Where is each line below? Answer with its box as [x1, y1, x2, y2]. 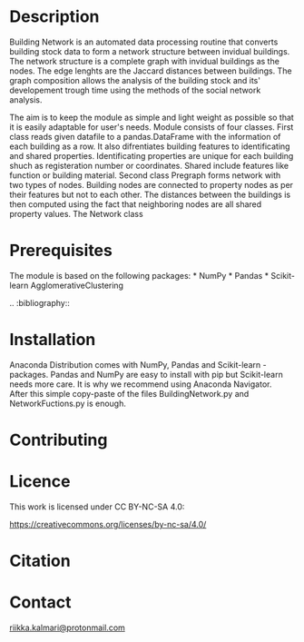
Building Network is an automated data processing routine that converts [9, 36, 279, 47]
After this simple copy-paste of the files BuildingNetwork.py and [9, 388, 250, 399]
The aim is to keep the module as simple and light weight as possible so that [9, 112, 295, 123]
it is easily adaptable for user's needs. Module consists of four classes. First [9, 121, 294, 133]
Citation [9, 551, 71, 571]
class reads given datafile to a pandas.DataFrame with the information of [9, 131, 281, 142]
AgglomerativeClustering [30, 280, 124, 291]
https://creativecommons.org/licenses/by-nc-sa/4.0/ [9, 519, 207, 529]
